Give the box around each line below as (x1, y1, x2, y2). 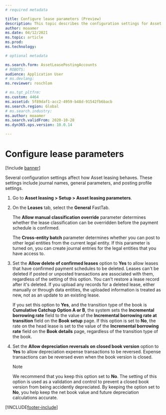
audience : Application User (5, 71, 64, 76)
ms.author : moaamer (5, 113, 46, 118)
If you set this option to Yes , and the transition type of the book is (12, 301, 147, 307)
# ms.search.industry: (5, 108, 52, 113)
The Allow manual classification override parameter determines (12, 214, 146, 220)
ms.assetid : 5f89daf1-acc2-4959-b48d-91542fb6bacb (5, 99, 113, 104)
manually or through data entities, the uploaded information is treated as (12, 286, 161, 292)
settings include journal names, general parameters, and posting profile (5, 179, 152, 185)
